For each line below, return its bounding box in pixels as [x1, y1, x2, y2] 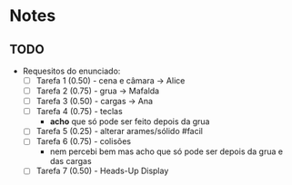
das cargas [49, 156, 93, 167]
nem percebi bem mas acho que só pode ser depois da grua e [49, 146, 284, 157]
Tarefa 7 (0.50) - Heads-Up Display [35, 165, 169, 177]
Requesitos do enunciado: [22, 65, 121, 76]
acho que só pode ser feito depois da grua [49, 116, 210, 127]
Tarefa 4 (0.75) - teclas [35, 106, 123, 117]
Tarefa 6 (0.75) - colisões [35, 136, 132, 147]
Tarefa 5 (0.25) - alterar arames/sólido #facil [35, 126, 203, 137]
